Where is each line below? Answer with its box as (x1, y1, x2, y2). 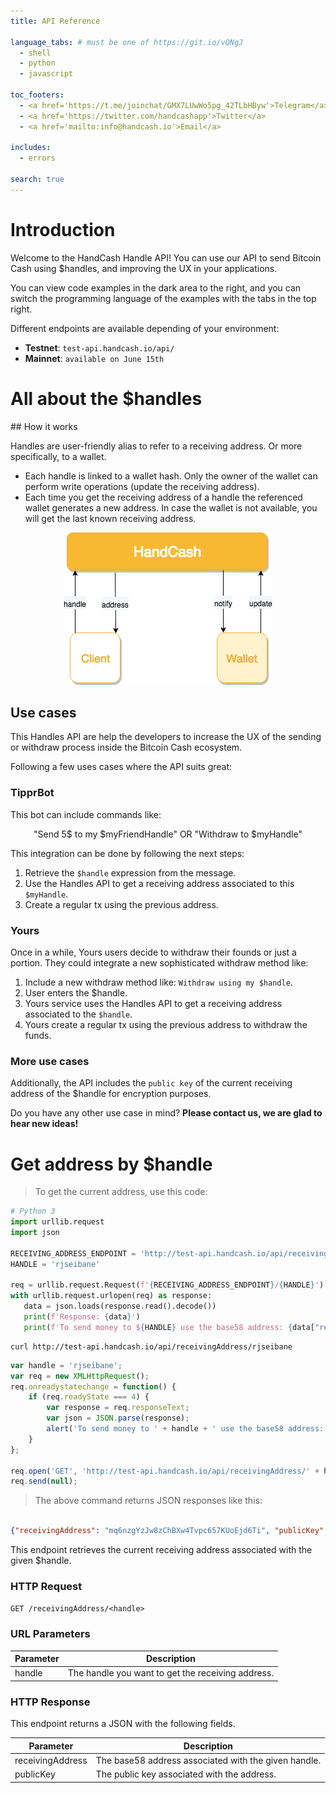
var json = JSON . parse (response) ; (46, 1413, 190, 1424)
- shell (19, 48, 52, 58)
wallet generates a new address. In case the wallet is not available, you (24, 501, 318, 514)
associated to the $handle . (24, 1008, 133, 1020)
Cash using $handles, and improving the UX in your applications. (10, 262, 278, 274)
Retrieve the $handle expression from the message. (24, 866, 237, 879)
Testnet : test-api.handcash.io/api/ (24, 341, 175, 354)
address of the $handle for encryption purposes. (10, 1088, 212, 1100)
